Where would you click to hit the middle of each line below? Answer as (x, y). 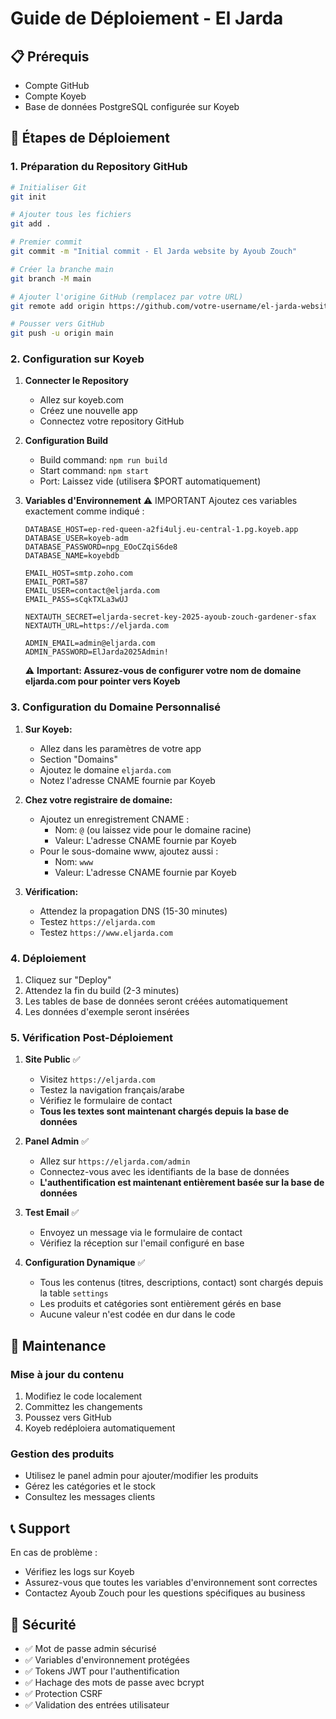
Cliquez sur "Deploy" (68, 980)
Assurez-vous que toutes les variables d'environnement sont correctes (171, 1583)
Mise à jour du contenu (67, 1374)
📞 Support (40, 1528)
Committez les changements (83, 1407)
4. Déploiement (48, 958)
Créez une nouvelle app (88, 411)
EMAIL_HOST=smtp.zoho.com (78, 573)
